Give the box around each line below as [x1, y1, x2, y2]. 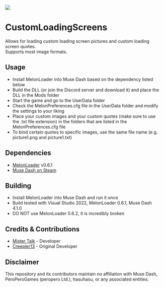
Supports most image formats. [5, 49, 68, 55]
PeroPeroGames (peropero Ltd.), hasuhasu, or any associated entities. [5, 276, 149, 282]
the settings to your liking [12, 108, 65, 114]
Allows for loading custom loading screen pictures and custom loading [5, 38, 150, 44]
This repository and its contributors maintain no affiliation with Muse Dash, [5, 271, 158, 277]
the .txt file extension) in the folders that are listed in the [12, 118, 127, 124]
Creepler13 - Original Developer [12, 243, 78, 249]
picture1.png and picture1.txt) [12, 134, 72, 140]
